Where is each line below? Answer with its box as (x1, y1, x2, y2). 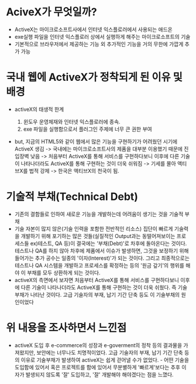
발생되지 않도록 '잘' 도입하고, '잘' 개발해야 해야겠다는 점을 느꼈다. (25, 371, 174, 378)
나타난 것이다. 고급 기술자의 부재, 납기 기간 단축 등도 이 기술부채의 (30, 291, 180, 298)
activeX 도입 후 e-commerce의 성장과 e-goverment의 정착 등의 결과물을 (14, 341, 183, 349)
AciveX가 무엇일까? (6, 5, 98, 19)
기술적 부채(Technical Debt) (6, 190, 139, 203)
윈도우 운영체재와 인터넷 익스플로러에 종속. (23, 118, 121, 125)
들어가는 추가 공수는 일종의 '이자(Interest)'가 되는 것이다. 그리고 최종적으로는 (14, 254, 190, 261)
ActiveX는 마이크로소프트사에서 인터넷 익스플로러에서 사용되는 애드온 (14, 26, 173, 33)
